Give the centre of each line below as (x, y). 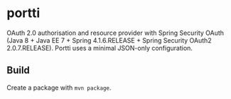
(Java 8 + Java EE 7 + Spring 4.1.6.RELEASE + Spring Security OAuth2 (109, 40)
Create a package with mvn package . (59, 88)
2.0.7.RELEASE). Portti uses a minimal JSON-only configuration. (100, 48)
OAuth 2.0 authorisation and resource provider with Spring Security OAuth (116, 33)
